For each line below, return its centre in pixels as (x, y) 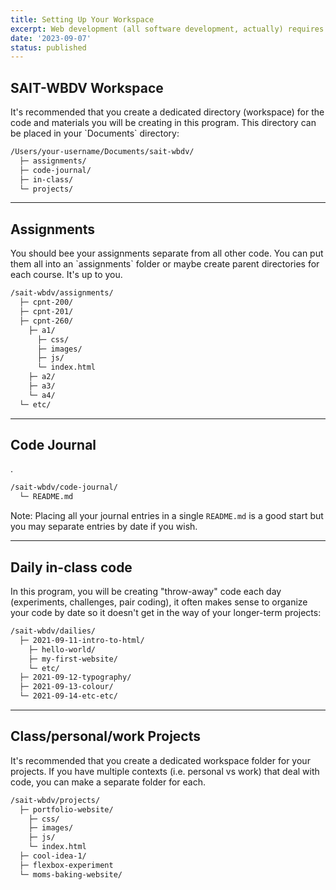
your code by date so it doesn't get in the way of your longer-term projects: (166, 612)
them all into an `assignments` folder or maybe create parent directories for (165, 264)
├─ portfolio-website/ (66, 809)
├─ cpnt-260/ (46, 321)
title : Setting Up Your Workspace (82, 19)
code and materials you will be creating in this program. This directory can (163, 123)
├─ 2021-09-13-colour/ (66, 687)
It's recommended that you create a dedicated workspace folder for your (160, 760)
